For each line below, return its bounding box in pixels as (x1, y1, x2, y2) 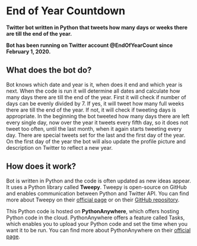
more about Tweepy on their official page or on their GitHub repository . (6, 196, 180, 203)
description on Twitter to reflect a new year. (6, 144, 113, 151)
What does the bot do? (6, 65, 92, 75)
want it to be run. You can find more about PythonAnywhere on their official (6, 226, 191, 234)
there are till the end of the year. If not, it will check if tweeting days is (6, 106, 176, 113)
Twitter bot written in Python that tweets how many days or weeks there (6, 24, 188, 31)
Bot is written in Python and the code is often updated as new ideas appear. (6, 177, 192, 184)
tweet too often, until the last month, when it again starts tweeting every (6, 125, 182, 132)
